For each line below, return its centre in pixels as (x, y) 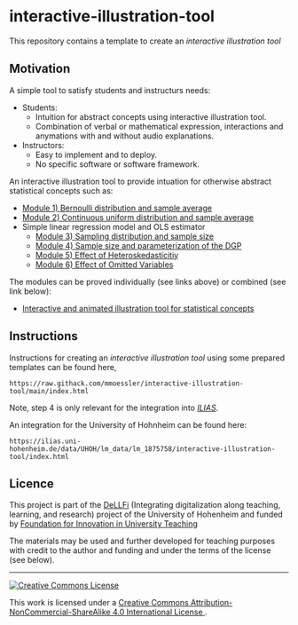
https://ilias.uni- (45, 441)
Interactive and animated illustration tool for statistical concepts (138, 308)
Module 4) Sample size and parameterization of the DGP (138, 245)
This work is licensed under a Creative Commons (99, 603)
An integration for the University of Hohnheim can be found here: (128, 424)
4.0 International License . (160, 612)
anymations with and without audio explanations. (125, 136)
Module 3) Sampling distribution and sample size (125, 236)
